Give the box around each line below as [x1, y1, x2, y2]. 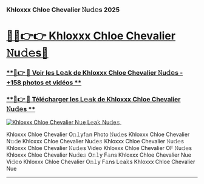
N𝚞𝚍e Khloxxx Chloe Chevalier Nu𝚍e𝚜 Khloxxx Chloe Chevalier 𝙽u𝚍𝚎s [6, 138, 184, 145]
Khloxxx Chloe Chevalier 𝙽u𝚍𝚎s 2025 [6, 5, 120, 14]
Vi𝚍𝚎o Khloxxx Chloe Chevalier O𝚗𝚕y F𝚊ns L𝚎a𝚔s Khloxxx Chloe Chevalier [6, 158, 195, 166]
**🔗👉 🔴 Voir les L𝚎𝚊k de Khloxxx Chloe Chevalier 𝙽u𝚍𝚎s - [6, 69, 183, 77]
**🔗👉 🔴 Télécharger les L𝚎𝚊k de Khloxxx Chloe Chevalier [6, 95, 181, 103]
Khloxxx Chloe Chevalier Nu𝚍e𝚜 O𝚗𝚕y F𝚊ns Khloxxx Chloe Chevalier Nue [6, 151, 191, 158]
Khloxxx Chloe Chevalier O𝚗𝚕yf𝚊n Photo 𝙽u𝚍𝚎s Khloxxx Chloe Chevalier [6, 131, 190, 138]
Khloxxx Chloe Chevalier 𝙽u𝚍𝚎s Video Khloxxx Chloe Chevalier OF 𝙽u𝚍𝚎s [6, 145, 192, 152]
